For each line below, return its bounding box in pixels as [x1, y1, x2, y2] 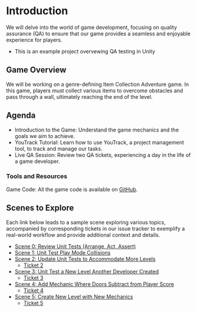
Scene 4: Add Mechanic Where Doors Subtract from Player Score [14, 280, 174, 288]
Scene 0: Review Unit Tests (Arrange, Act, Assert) [14, 243, 136, 250]
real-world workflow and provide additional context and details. [6, 231, 160, 238]
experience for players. [6, 36, 63, 43]
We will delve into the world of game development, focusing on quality [6, 24, 178, 31]
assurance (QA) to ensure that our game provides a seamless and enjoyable [6, 30, 191, 37]
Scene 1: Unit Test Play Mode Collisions [14, 249, 111, 256]
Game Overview [6, 65, 67, 75]
